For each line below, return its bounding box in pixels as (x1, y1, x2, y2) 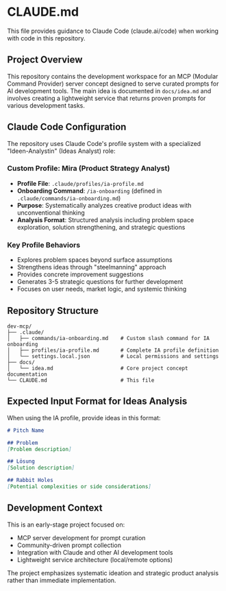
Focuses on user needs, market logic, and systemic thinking (16, 285, 187, 293)
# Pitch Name (7, 426, 45, 434)
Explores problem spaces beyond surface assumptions (16, 256, 173, 264)
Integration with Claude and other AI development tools (16, 548, 173, 556)
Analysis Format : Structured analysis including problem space (16, 215, 194, 224)
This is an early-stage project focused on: (7, 520, 125, 529)
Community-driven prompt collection (16, 541, 122, 549)
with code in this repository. (7, 34, 86, 42)
